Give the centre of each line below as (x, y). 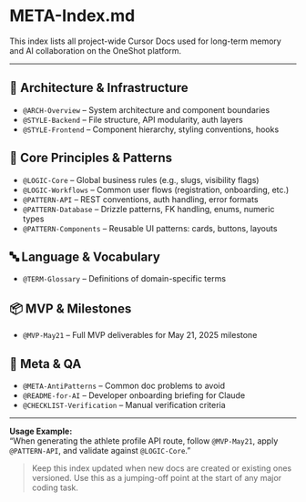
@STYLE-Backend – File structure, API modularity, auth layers (133, 119)
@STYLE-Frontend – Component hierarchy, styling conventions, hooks (151, 129)
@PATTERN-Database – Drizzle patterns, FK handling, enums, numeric (148, 209)
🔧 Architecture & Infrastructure (99, 88)
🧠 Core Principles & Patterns (91, 158)
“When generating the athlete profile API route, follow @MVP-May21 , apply (144, 441)
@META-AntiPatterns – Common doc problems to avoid (124, 385)
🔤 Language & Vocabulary (85, 256)
